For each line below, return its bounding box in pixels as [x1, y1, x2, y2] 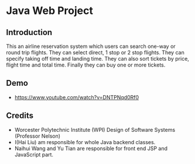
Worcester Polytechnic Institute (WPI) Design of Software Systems [14, 126, 176, 133]
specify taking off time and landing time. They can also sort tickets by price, [6, 55, 189, 62]
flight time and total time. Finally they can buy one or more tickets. [6, 61, 166, 68]
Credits [6, 111, 34, 121]
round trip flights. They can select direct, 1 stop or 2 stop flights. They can [6, 49, 184, 56]
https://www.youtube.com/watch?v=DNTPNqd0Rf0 [14, 93, 139, 100]
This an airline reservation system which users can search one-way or [6, 43, 176, 50]
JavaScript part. [14, 151, 54, 158]
